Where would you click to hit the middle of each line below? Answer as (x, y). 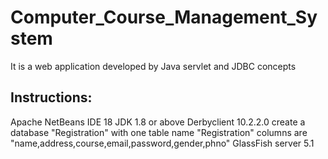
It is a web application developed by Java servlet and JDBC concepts (153, 66)
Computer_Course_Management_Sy (164, 17)
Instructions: (51, 97)
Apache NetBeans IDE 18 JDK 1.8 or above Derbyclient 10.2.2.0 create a (158, 122)
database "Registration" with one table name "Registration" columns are (159, 132)
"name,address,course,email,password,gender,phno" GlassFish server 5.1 (162, 143)
